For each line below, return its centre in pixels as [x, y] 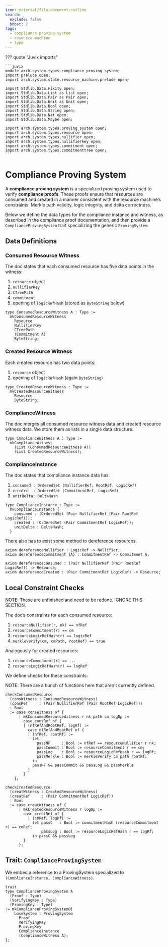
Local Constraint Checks [45, 588]
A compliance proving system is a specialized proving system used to [78, 189]
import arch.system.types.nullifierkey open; [54, 141]
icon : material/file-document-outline [46, 10]
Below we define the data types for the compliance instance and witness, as [84, 215]
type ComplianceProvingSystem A [39, 891]
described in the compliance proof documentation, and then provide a [78, 220]
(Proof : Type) [26, 896]
